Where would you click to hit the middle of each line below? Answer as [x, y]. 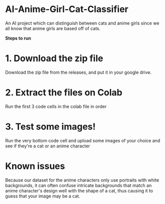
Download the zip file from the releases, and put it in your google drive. [78, 72]
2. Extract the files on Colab [64, 92]
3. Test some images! [50, 127]
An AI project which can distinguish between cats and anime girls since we [82, 23]
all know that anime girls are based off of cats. [53, 28]
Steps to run [18, 38]
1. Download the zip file [54, 58]
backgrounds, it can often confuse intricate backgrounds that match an [78, 185]
